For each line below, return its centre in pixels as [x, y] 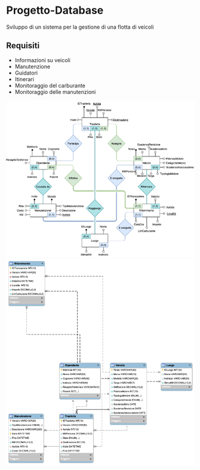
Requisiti [23, 46]
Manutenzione [33, 66]
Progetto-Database [55, 10]
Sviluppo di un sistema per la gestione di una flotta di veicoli [80, 27]
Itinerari [24, 79]
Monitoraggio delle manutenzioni [55, 92]
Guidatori [26, 73]
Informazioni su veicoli [42, 60]
